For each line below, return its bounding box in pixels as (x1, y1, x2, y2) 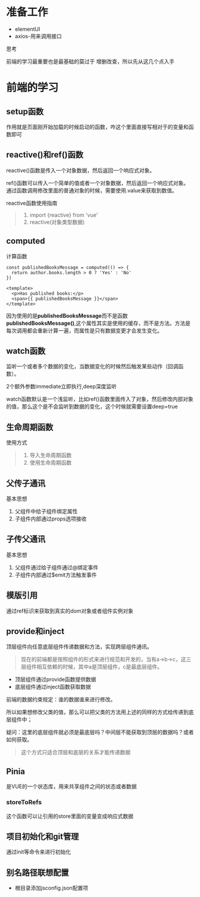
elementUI (14, 25, 40, 33)
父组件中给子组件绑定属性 (14, 508, 78, 515)
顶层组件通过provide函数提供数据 (14, 676, 96, 683)
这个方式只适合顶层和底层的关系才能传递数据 (20, 749, 131, 756)
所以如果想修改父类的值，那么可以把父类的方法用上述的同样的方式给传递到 (6, 708, 189, 716)
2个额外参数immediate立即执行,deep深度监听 (6, 383, 117, 390)
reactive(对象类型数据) (29, 218, 85, 225)
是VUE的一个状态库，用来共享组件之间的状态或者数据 (6, 783, 137, 790)
